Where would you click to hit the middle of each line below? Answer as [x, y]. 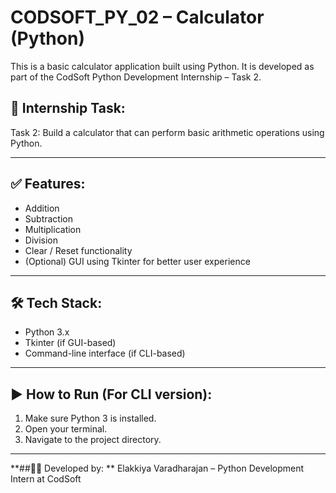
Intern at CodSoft [46, 479]
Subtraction [48, 218]
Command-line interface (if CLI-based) [105, 353]
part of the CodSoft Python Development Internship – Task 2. [136, 77]
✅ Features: [48, 184]
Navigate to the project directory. [93, 440]
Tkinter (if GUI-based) [70, 343]
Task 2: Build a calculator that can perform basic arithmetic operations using [167, 132]
